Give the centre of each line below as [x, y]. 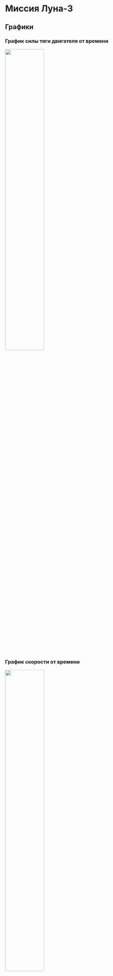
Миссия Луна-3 [39, 9]
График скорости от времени [42, 662]
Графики [19, 27]
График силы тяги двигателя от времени [57, 41]
